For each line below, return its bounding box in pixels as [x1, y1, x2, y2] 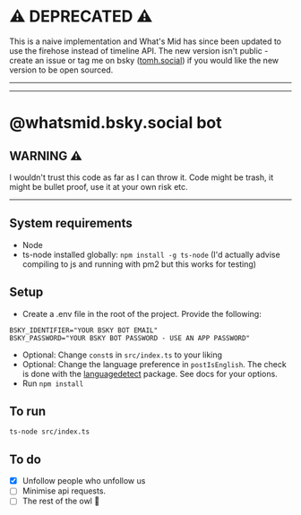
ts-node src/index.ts [9, 427, 90, 436]
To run [9, 403, 47, 418]
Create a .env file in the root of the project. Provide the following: [21, 308, 262, 319]
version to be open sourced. [9, 64, 114, 75]
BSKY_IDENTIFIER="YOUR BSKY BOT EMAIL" [9, 325, 159, 335]
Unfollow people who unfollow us [21, 476, 146, 486]
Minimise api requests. [21, 485, 106, 496]
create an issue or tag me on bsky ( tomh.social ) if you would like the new [9, 55, 279, 65]
